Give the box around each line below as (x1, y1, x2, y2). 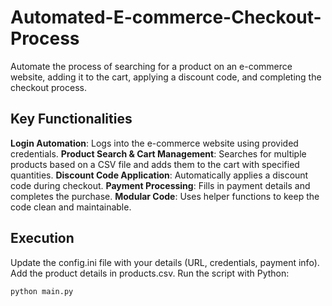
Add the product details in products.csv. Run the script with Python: (10, 267, 290, 279)
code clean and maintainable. (10, 201, 132, 213)
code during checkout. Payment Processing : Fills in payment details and (10, 179, 311, 191)
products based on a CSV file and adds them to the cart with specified (10, 158, 300, 170)
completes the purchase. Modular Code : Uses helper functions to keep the (10, 190, 320, 202)
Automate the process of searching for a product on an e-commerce (10, 60, 293, 72)
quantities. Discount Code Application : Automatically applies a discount (10, 169, 309, 181)
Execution (10, 230, 75, 247)
